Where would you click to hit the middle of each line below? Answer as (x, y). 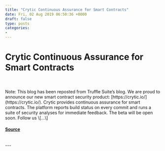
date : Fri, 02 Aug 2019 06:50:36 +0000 (46, 14)
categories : (17, 28)
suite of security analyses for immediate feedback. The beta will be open (79, 113)
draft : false (18, 19)
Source (13, 129)
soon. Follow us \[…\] (27, 118)
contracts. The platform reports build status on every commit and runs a (78, 107)
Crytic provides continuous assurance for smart (92, 102)
